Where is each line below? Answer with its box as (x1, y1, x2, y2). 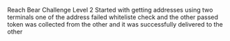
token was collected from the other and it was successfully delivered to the (7, 20, 223, 28)
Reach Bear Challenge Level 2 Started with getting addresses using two (7, 6, 213, 14)
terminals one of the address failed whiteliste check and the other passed (7, 13, 218, 21)
